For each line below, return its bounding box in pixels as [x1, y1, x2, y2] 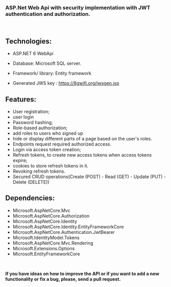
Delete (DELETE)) [12, 179, 50, 185]
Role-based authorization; [12, 125, 68, 131]
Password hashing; [12, 119, 53, 125]
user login [12, 114, 34, 120]
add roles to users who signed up [12, 130, 83, 136]
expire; [12, 157, 28, 163]
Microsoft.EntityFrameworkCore [12, 251, 80, 257]
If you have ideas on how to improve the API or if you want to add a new [5, 270, 159, 277]
